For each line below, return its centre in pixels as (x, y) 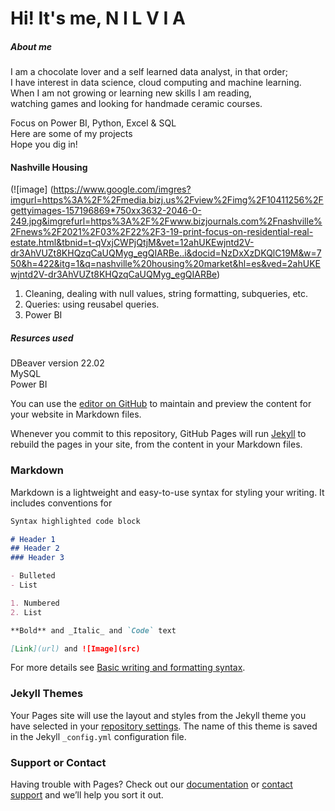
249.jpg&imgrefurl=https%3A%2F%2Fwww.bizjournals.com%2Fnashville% (166, 221)
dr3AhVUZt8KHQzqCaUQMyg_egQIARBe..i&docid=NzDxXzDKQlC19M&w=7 (166, 253)
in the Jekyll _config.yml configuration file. (98, 736)
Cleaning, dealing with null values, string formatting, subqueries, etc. (166, 294)
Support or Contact (58, 762)
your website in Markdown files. (76, 414)
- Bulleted (33, 576)
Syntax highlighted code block (75, 521)
